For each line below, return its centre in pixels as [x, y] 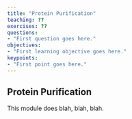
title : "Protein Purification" [52, 13]
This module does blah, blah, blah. [55, 108]
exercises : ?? [27, 26]
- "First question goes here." [52, 39]
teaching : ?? [26, 20]
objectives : [24, 45]
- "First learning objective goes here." [67, 52]
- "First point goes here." [47, 64]
